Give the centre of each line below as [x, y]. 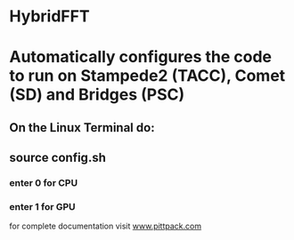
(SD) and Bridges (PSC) [97, 95]
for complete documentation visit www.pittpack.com [106, 226]
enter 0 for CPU [44, 183]
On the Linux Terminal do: [82, 128]
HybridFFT [50, 16]
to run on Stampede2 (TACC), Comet [147, 76]
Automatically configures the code [141, 57]
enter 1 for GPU [42, 207]
